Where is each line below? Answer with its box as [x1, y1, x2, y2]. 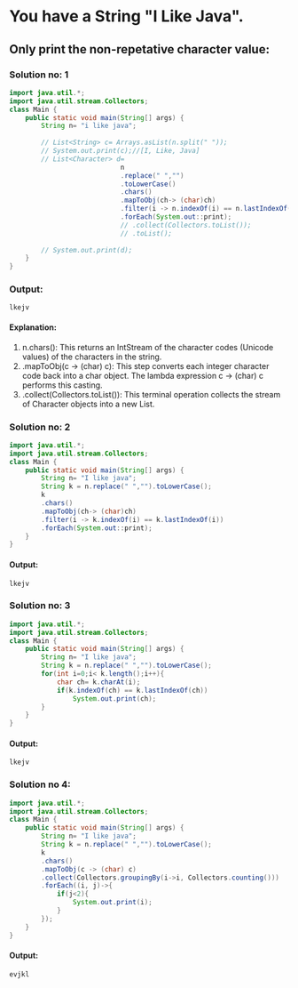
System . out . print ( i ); [72, 898, 153, 907]
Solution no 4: [9, 778, 71, 791]
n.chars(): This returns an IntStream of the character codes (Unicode [21, 341, 274, 352]
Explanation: [9, 322, 58, 333]
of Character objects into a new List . [21, 398, 155, 409]
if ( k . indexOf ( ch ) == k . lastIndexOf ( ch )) [56, 686, 208, 695]
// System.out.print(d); [41, 245, 133, 254]
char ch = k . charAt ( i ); [56, 678, 141, 687]
